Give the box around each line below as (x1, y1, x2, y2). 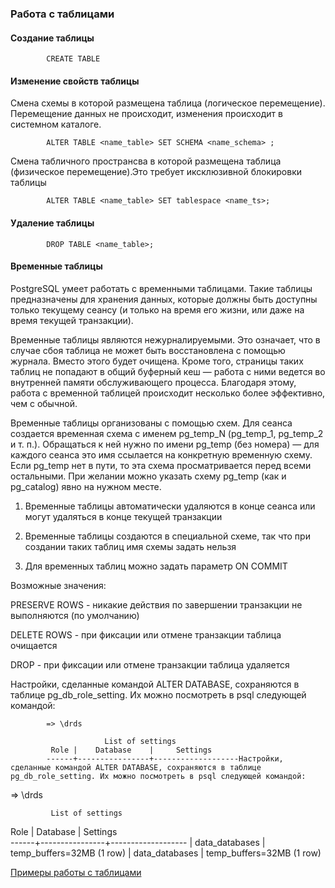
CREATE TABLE (46, 54, 101, 64)
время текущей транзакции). (10, 314, 134, 326)
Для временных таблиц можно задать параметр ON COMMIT (24, 560, 288, 572)
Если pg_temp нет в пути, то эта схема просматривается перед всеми (10, 459, 312, 471)
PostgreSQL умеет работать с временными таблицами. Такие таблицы (10, 282, 313, 294)
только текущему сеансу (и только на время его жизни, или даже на (10, 303, 305, 316)
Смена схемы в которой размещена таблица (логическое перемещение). (10, 97, 326, 109)
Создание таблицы (10, 32, 95, 44)
